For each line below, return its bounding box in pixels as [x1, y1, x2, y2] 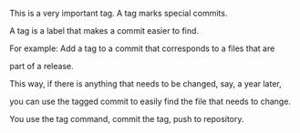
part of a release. [9, 61, 75, 71]
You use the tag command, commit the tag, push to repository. [9, 114, 244, 124]
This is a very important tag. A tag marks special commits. [9, 8, 228, 18]
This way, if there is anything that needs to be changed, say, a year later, [9, 78, 282, 89]
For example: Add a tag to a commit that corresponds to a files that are [9, 43, 275, 54]
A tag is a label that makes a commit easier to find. [9, 26, 199, 36]
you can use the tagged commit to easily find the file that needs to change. [9, 96, 292, 107]
